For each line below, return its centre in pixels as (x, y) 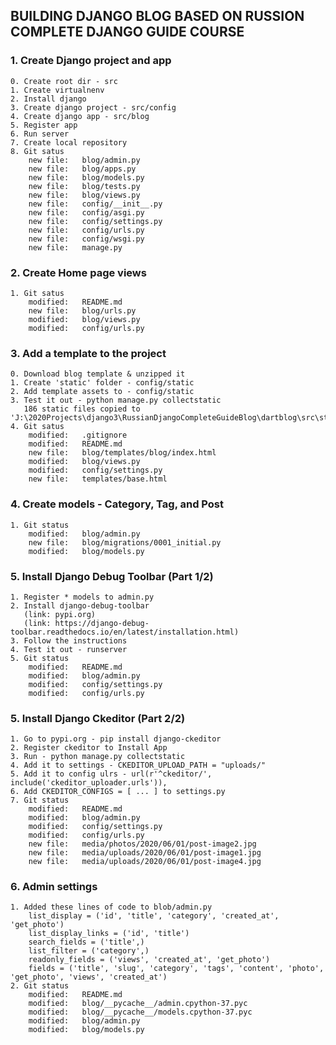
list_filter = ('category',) (89, 951)
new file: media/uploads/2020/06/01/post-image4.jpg (145, 862)
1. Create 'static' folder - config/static (102, 383)
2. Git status (40, 986)
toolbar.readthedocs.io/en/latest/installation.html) (125, 632)
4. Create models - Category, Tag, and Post (117, 504)
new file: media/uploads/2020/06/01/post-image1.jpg (145, 853)
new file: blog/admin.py (84, 160)
